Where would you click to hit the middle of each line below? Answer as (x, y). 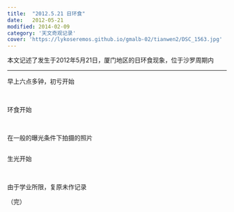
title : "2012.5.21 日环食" (46, 14)
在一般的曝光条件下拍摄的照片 (50, 138)
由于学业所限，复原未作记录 (47, 187)
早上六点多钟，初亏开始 (41, 81)
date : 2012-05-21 (36, 20)
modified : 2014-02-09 (39, 26)
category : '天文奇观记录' (42, 33)
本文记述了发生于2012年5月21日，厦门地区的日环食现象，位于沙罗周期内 (111, 60)
